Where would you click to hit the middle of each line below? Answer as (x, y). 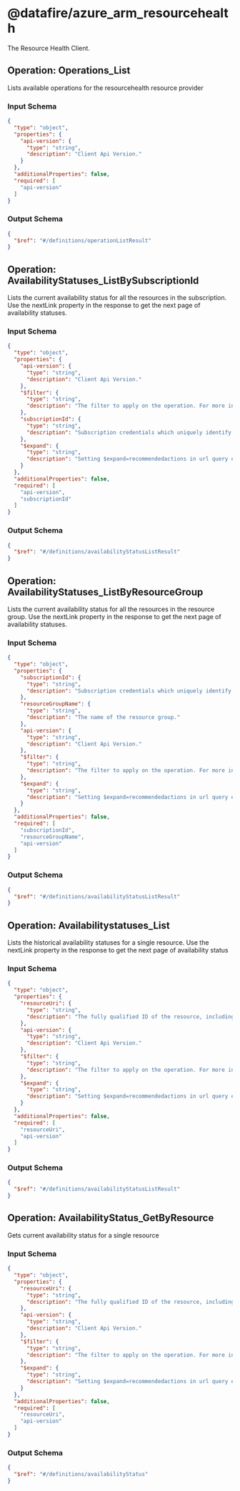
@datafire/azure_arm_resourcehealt (118, 13)
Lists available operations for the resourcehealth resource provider (105, 88)
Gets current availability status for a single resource (83, 1235)
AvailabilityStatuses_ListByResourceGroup (105, 592)
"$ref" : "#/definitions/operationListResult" (83, 241)
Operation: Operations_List (69, 70)
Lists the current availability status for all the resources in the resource (111, 609)
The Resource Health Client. (49, 48)
